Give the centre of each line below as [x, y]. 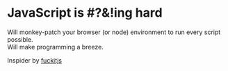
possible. [20, 39]
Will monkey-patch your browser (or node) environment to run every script [114, 32]
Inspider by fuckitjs [35, 60]
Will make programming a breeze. [56, 47]
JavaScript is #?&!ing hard [85, 13]
